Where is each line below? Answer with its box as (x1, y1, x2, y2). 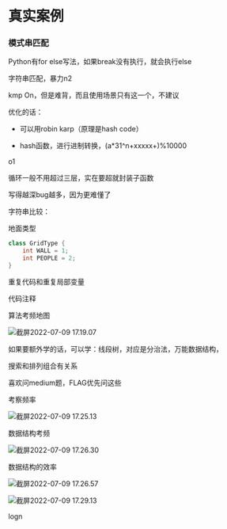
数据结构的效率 (8, 462, 57, 471)
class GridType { (8, 239, 66, 248)
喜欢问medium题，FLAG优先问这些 (8, 378, 122, 387)
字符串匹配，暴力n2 (8, 74, 73, 83)
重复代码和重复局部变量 (8, 276, 85, 286)
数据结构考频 (8, 428, 50, 438)
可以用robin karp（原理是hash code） (19, 124, 143, 134)
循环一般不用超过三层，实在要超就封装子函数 (8, 173, 154, 183)
